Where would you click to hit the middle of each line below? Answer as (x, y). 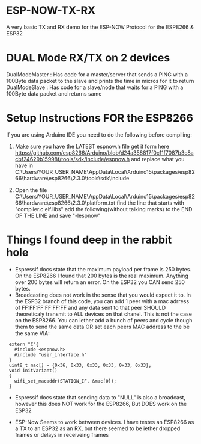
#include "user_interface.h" (50, 355)
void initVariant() (33, 371)
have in (24, 165)
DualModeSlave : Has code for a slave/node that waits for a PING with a (95, 87)
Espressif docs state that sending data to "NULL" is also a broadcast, (100, 397)
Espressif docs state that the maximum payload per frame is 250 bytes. (103, 269)
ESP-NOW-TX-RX (51, 11)
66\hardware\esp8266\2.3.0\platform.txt (65, 203)
